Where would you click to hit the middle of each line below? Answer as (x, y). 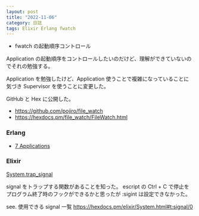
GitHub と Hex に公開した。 (40, 99)
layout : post (22, 12)
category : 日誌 (24, 23)
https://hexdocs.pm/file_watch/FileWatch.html (71, 118)
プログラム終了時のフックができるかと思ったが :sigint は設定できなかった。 (98, 194)
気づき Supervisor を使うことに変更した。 (57, 87)
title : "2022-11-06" (32, 17)
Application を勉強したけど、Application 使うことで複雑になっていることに (98, 79)
